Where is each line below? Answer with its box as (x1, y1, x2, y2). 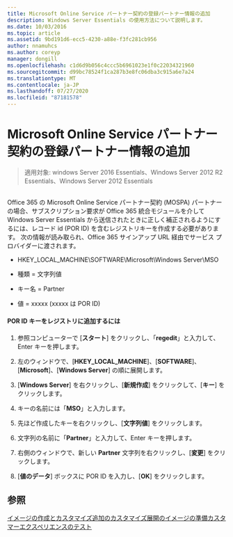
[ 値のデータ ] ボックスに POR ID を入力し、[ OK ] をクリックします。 (17, 472, 209, 480)
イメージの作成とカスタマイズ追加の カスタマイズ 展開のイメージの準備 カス (7, 514, 220, 522)
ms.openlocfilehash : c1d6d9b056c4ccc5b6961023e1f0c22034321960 (7, 62, 195, 69)
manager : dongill (7, 56, 58, 63)
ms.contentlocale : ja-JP (7, 81, 79, 88)
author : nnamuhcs (7, 42, 58, 49)
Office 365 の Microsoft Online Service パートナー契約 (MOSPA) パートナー (7, 198, 223, 207)
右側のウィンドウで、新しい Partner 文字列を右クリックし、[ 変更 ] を (17, 448, 214, 456)
